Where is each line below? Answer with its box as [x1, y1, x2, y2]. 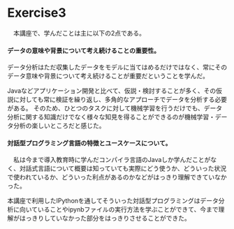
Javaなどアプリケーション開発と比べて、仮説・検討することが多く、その [7, 87, 217, 95]
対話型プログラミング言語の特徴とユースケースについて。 [7, 138, 172, 147]
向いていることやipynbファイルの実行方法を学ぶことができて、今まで [19, 205, 219, 214]
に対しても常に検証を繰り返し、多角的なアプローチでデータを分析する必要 [13, 96, 227, 104]
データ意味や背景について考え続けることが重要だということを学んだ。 [7, 72, 210, 80]
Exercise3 [7, 5, 66, 21]
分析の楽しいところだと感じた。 [13, 121, 105, 130]
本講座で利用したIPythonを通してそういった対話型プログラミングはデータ [7, 197, 219, 205]
